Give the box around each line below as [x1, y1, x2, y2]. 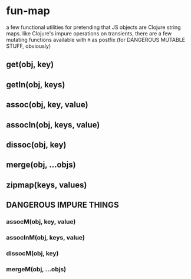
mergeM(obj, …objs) [6, 265, 67, 273]
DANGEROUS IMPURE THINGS [6, 200, 119, 210]
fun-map [6, 4, 50, 18]
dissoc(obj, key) [6, 140, 67, 150]
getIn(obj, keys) [6, 80, 65, 90]
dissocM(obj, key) [6, 249, 59, 257]
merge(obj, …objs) [6, 160, 76, 170]
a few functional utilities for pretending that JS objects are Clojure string [6, 24, 181, 31]
